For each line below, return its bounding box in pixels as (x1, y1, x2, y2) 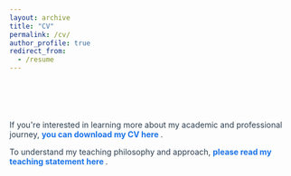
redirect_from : (9, 47, 67, 56)
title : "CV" (9, 22, 54, 31)
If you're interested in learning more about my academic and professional (9, 119, 283, 130)
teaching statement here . (9, 156, 108, 167)
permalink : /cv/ (9, 30, 70, 39)
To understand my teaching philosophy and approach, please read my (9, 146, 272, 157)
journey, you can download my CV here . (9, 129, 164, 140)
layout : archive (9, 13, 70, 23)
